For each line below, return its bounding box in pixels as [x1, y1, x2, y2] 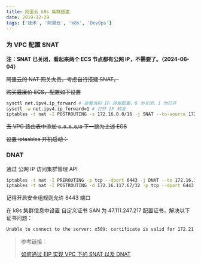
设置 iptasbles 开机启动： [6, 136, 69, 143]
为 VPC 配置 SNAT [6, 41, 59, 49]
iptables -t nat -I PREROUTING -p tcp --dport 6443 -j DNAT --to [6, 177, 172, 183]
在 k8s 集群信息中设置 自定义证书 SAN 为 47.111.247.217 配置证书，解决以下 [6, 207, 190, 214]
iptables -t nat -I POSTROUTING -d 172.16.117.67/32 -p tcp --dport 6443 [6, 183, 194, 189]
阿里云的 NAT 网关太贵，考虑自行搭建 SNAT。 [6, 75, 119, 82]
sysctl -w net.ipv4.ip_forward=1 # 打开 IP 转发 [6, 106, 126, 112]
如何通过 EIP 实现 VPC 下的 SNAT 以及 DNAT [20, 250, 131, 258]
